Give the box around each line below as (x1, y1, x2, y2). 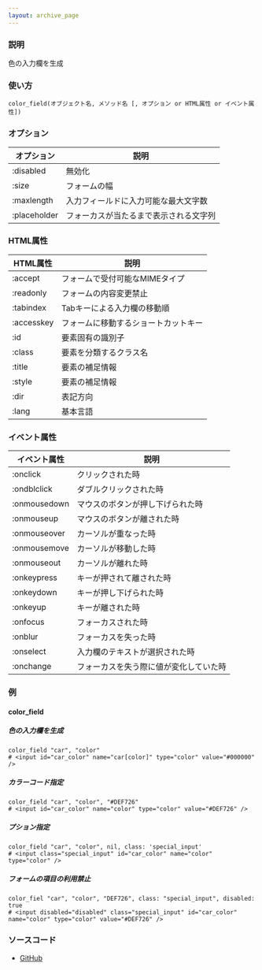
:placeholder (12, 210, 59, 221)
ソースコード (8, 935, 57, 946)
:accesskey (12, 317, 54, 328)
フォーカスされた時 (76, 617, 148, 628)
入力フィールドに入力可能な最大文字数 (65, 195, 208, 206)
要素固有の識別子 (61, 332, 125, 343)
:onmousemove (12, 543, 69, 554)
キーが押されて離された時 (76, 573, 172, 584)
